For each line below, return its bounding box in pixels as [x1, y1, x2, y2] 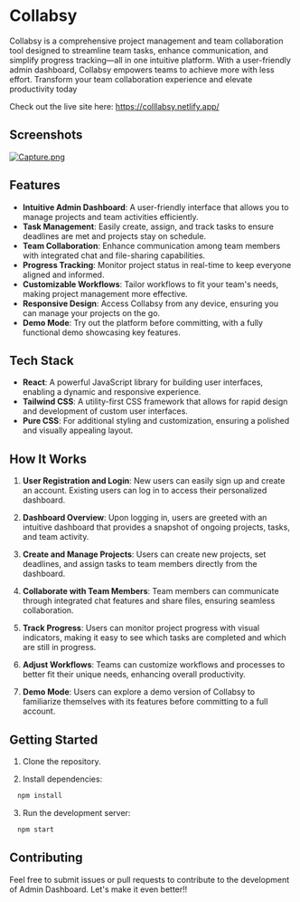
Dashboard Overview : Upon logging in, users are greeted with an [22, 513, 267, 523]
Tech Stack [9, 352, 74, 368]
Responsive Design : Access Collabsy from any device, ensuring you [22, 298, 279, 309]
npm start [17, 825, 54, 834]
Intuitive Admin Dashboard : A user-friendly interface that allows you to [22, 201, 289, 213]
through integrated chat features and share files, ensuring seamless [22, 595, 276, 607]
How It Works [9, 451, 88, 466]
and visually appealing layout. [22, 425, 134, 436]
